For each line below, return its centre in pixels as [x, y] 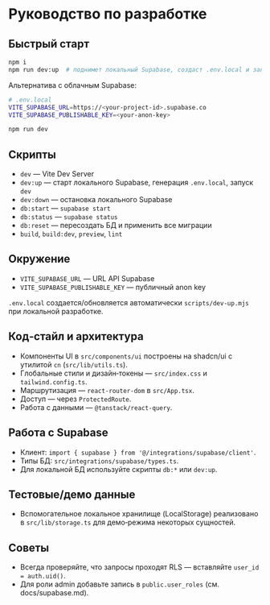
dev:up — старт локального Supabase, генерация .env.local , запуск [137, 183]
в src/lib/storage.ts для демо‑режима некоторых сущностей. [128, 522]
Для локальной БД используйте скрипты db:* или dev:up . [119, 469]
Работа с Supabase [58, 433]
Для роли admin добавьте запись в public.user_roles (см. [119, 584]
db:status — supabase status [69, 217]
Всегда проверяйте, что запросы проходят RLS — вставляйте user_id [139, 567]
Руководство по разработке [108, 14]
